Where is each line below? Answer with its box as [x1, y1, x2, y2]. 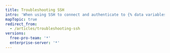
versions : [5, 31, 26, 36]
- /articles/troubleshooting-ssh [10, 26, 80, 31]
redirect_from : [5, 21, 37, 27]
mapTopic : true [5, 17, 37, 22]
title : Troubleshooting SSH [5, 7, 65, 13]
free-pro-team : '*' [10, 36, 51, 41]
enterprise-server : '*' [10, 40, 60, 45]
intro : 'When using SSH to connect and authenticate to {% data [5, 12, 144, 17]
